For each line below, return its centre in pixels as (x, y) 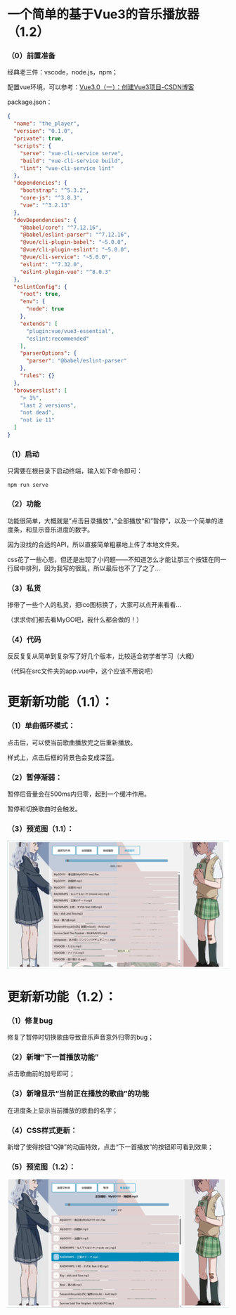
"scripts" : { (33, 146)
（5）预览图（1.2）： (41, 1167)
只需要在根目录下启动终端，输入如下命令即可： (75, 471)
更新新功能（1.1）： (60, 702)
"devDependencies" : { (45, 220)
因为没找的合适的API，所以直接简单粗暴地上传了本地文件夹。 (96, 544)
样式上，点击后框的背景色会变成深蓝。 (63, 757)
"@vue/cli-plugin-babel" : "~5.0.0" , (74, 242)
